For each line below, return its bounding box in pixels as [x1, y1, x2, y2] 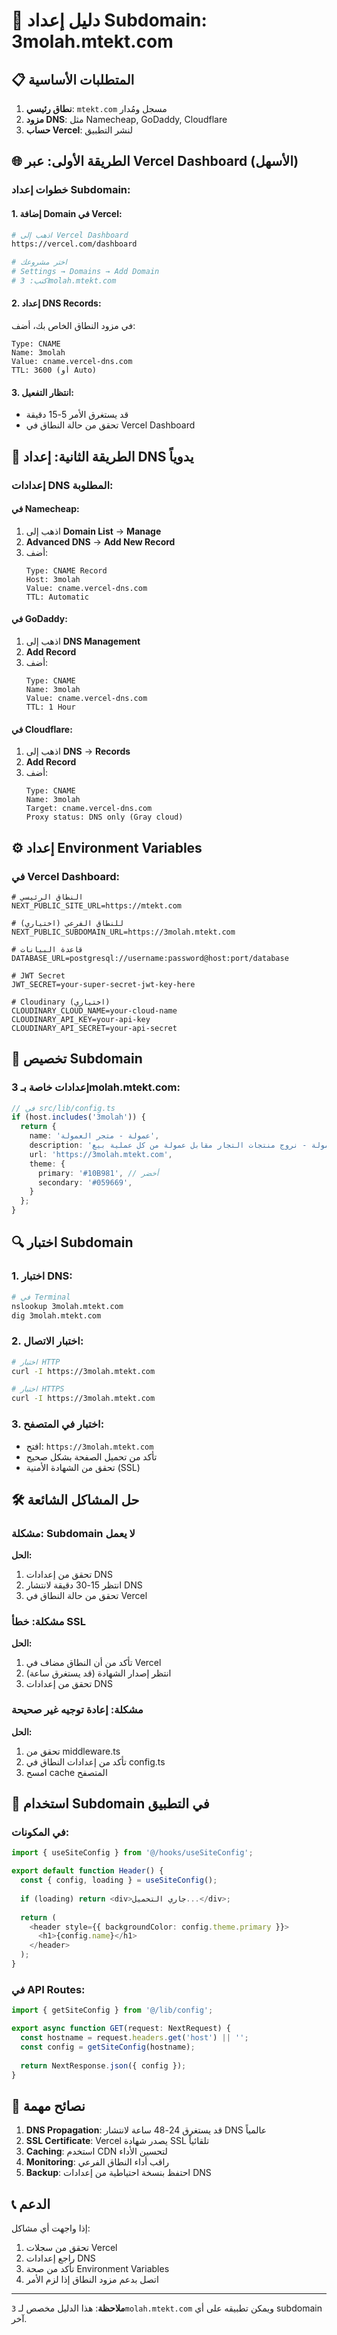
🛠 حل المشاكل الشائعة [11, 1491, 140, 1508]
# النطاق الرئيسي [11, 892, 84, 902]
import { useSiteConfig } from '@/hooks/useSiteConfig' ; [11, 1848, 254, 1858]
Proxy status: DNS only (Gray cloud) [25, 812, 184, 823]
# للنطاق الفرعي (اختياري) [11, 918, 124, 928]
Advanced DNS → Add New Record [25, 535, 176, 548]
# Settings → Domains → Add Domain [11, 267, 160, 277]
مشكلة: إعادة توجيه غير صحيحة [11, 1703, 144, 1717]
